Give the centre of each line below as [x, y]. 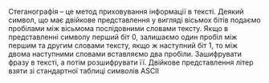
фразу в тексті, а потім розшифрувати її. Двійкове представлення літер [131, 62]
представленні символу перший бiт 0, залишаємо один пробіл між [123, 37]
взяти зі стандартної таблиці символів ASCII [84, 71]
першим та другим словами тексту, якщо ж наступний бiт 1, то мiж [123, 45]
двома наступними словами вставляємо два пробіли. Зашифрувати [125, 54]
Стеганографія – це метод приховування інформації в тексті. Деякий [126, 12]
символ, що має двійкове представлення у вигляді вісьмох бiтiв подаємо [134, 20]
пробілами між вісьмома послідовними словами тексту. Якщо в [118, 28]
